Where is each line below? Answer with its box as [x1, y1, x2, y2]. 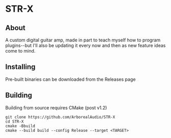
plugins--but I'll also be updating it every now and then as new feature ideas [5, 42, 166, 49]
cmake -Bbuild [5, 123, 36, 128]
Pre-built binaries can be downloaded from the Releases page [5, 76, 136, 82]
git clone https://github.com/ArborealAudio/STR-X [5, 114, 115, 120]
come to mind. [5, 48, 36, 54]
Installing [5, 62, 36, 72]
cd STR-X [5, 119, 24, 124]
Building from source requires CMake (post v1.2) [5, 104, 107, 110]
